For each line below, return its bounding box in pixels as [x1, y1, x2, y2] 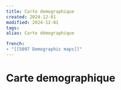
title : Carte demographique [6, 8, 75, 15]
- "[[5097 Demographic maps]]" [6, 46, 82, 53]
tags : [6, 25, 19, 31]
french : [6, 41, 25, 47]
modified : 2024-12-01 [6, 19, 59, 25]
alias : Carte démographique [6, 30, 75, 36]
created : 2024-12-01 [6, 14, 57, 20]
